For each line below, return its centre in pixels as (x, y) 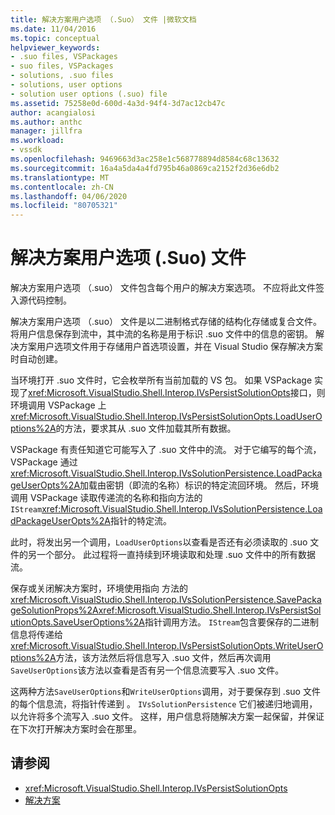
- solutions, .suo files (62, 76)
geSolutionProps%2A (54, 610)
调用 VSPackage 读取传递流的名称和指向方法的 (106, 498)
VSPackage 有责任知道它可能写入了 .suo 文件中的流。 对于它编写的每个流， (166, 450)
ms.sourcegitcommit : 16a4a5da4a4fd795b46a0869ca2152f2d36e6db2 (145, 168)
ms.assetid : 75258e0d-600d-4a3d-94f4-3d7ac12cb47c (118, 103)
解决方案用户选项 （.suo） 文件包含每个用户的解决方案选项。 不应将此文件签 (167, 288)
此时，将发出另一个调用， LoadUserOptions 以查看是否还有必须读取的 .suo (159, 542)
